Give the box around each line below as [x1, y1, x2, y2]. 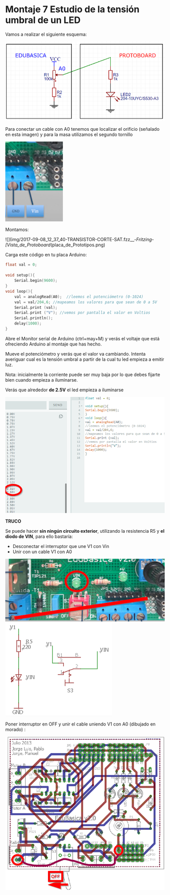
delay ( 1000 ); [14, 321, 42, 326]
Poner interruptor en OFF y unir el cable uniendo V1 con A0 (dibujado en [5, 721, 156, 727]
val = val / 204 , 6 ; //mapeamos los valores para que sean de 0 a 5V [14, 299, 157, 305]
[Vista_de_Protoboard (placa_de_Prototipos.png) [5, 242, 105, 248]
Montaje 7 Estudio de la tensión [5, 4, 140, 15]
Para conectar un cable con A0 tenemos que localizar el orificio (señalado [5, 126, 160, 132]
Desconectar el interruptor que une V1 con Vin [12, 543, 110, 550]
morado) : [5, 727, 26, 733]
